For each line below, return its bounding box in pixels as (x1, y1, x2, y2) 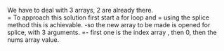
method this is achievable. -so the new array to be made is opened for (7, 21, 211, 29)
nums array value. (7, 36, 60, 44)
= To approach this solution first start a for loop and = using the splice (7, 13, 209, 22)
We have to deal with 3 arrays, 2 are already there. (7, 6, 154, 14)
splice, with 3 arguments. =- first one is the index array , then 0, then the (7, 28, 217, 36)
